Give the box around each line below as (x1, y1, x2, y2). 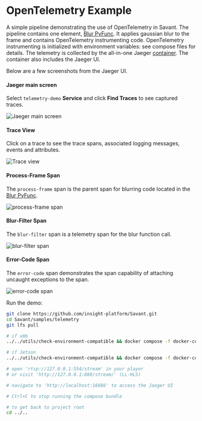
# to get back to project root (6, 404, 85, 410)
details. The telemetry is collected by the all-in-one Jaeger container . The (6, 49, 189, 56)
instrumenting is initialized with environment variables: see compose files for (6, 43, 196, 50)
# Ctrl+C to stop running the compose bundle (6, 393, 122, 399)
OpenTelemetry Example (6, 4, 132, 17)
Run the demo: (6, 299, 43, 306)
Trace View (6, 126, 35, 133)
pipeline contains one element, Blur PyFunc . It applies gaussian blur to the (6, 30, 189, 37)
